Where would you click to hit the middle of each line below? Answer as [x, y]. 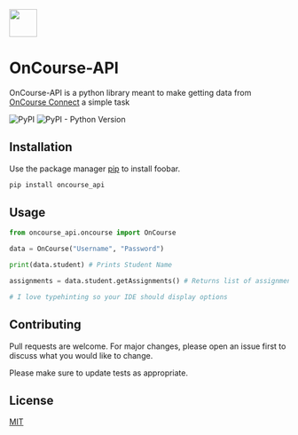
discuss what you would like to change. [81, 355]
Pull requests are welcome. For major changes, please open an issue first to [148, 346]
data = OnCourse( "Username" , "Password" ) [87, 249]
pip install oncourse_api [57, 185]
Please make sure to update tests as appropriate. [99, 373]
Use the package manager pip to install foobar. [94, 169]
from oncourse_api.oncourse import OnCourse [93, 233]
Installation [41, 147]
